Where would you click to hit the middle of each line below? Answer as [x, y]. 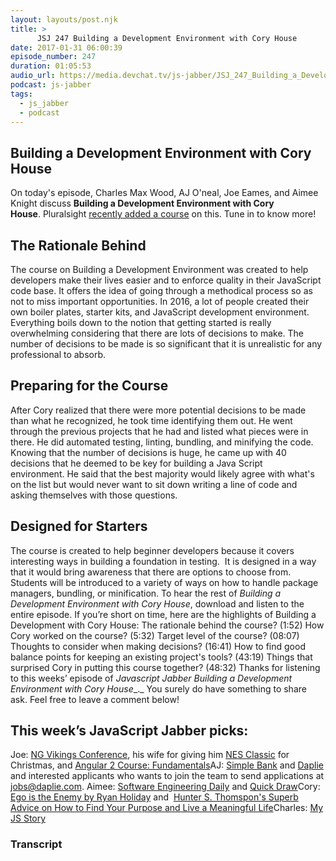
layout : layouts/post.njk [64, 19]
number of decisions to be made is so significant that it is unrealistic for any [166, 344]
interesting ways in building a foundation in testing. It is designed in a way [163, 561]
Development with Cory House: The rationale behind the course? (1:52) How [167, 625]
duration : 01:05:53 [51, 66]
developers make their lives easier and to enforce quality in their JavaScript [166, 280]
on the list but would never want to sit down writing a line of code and [154, 484]
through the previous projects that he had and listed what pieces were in [159, 431]
